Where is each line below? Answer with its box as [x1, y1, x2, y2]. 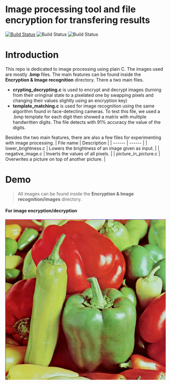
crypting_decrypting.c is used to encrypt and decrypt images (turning [12, 87, 162, 93]
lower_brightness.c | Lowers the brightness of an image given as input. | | [5, 145, 159, 151]
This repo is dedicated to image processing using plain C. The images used [5, 66, 163, 72]
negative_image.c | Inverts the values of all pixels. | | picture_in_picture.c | [5, 150, 160, 156]
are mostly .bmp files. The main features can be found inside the [5, 71, 141, 77]
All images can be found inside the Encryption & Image [17, 190, 134, 197]
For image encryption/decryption [5, 208, 77, 214]
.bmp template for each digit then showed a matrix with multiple [12, 114, 147, 120]
